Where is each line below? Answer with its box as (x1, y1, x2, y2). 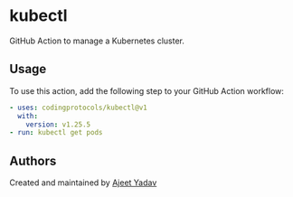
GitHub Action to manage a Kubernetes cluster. (9, 35, 185, 46)
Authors (9, 153, 57, 168)
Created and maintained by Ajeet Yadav (9, 177, 157, 188)
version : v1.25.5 (25, 119, 91, 129)
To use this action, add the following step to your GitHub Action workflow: (9, 85, 285, 96)
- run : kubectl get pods (9, 128, 103, 137)
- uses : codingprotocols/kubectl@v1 (9, 103, 147, 112)
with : (17, 111, 39, 120)
